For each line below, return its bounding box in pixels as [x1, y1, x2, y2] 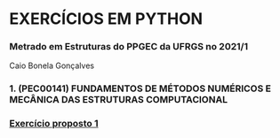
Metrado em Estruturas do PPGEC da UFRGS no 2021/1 [9, 41, 249, 53]
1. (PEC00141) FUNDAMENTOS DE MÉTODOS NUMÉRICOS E [9, 82, 271, 95]
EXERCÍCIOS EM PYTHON [9, 9, 203, 29]
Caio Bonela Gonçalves [9, 60, 95, 71]
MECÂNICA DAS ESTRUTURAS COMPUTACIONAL [9, 94, 228, 106]
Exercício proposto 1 [9, 118, 100, 130]
